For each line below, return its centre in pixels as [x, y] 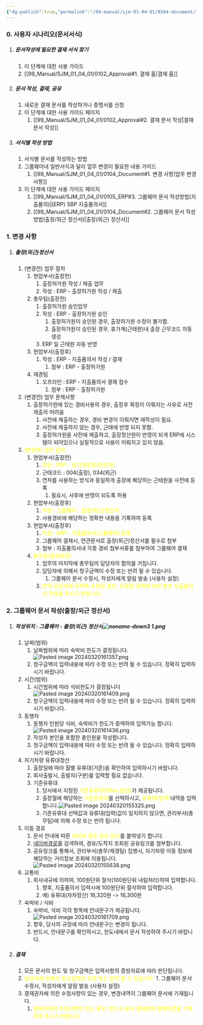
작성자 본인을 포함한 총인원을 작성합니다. [81, 738]
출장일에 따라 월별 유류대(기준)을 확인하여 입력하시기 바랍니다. [106, 768]
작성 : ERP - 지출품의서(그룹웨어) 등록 [86, 533]
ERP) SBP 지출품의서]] [80, 204]
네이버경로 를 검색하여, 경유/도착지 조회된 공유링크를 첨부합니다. [108, 844]
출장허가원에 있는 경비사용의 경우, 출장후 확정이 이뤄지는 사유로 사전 [113, 405]
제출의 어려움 [49, 412]
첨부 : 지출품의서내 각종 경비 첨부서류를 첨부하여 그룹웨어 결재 [114, 548]
